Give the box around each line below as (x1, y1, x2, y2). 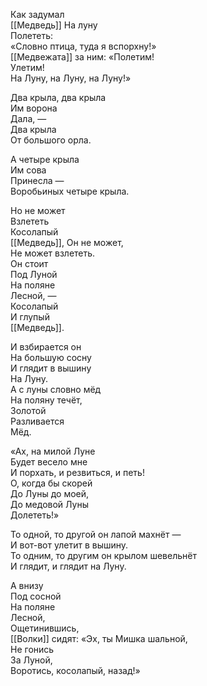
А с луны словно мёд (10, 384, 102, 395)
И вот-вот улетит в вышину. (10, 539, 129, 551)
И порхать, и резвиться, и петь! (10, 467, 145, 478)
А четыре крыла (10, 154, 80, 165)
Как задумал (10, 9, 65, 20)
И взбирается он (10, 341, 82, 353)
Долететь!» (10, 509, 60, 521)
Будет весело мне (10, 456, 88, 468)
